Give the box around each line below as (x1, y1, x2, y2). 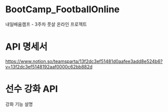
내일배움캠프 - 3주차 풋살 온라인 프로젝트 (5, 21, 87, 27)
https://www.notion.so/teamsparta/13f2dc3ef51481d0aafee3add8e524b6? (5, 58, 163, 64)
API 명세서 (5, 41, 48, 53)
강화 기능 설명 (5, 101, 33, 107)
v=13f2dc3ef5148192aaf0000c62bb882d (5, 63, 92, 70)
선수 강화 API (5, 83, 58, 95)
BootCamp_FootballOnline (5, 4, 120, 15)
